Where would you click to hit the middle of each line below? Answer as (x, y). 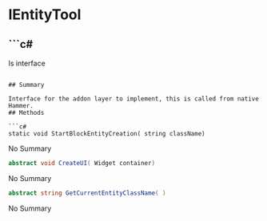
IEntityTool (45, 15)
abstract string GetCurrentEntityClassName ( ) (87, 193)
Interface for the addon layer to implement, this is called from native (134, 99)
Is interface (27, 63)
